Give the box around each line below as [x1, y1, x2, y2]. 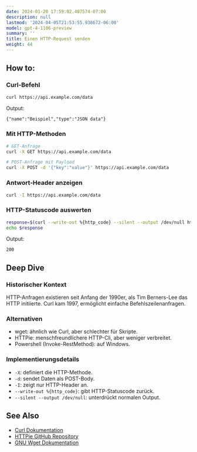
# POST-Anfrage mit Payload [6, 159, 75, 165]
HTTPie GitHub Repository [14, 433, 79, 440]
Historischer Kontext [6, 280, 67, 288]
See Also [6, 411, 39, 421]
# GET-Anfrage [6, 143, 41, 149]
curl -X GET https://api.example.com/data [6, 148, 111, 155]
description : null [6, 14, 51, 20]
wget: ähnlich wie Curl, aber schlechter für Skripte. [14, 328, 138, 335]
